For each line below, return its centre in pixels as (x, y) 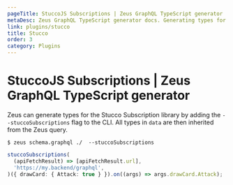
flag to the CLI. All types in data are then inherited (143, 122)
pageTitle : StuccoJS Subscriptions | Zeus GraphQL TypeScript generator (115, 14)
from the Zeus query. (38, 129)
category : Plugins (34, 46)
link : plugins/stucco (39, 27)
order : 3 (20, 40)
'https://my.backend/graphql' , (59, 168)
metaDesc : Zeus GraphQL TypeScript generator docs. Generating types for (117, 20)
